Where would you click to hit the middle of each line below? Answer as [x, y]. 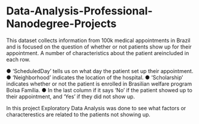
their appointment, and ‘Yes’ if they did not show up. [71, 96]
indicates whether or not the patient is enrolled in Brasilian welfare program [99, 84]
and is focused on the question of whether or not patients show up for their [99, 47]
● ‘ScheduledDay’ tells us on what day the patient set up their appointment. [100, 71]
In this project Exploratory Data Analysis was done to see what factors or [96, 108]
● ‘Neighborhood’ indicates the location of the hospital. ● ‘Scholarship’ [95, 77]
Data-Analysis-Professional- [79, 11]
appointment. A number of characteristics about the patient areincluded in [98, 53]
